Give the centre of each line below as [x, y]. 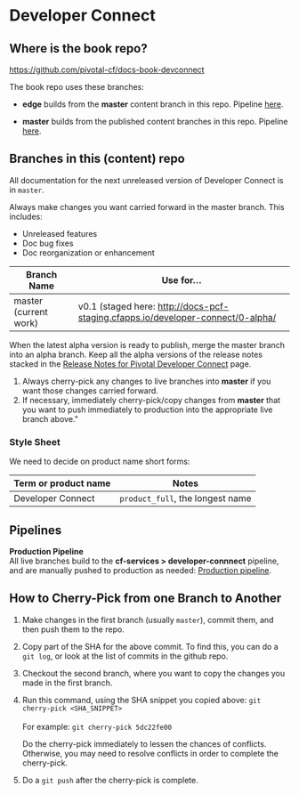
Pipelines [36, 530]
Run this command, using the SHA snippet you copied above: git [141, 700]
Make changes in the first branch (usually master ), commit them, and [148, 620]
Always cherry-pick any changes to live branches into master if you [146, 381]
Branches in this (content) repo [97, 159]
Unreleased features [60, 233]
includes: [26, 216]
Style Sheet [35, 442]
